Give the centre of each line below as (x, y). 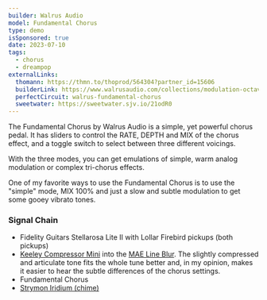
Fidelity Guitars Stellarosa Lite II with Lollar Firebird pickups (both (126, 237)
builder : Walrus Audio (46, 15)
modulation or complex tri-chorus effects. (76, 167)
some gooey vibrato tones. (52, 200)
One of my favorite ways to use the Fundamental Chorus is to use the (122, 183)
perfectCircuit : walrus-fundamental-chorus (88, 97)
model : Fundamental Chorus (53, 23)
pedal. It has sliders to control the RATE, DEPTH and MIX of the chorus (124, 135)
